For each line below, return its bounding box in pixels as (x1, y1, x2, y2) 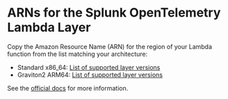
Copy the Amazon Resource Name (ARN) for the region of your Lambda (7, 42, 213, 51)
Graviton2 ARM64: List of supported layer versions (17, 71, 163, 79)
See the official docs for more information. (7, 84, 129, 92)
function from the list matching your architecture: (7, 50, 148, 58)
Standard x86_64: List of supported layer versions (17, 63, 161, 71)
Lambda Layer (7, 19, 91, 35)
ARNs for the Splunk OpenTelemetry (7, 5, 221, 21)
